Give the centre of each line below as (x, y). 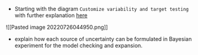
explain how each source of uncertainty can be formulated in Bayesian (103, 39)
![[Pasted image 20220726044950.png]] (57, 27)
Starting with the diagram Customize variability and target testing (102, 9)
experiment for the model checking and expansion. (78, 46)
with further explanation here (51, 15)
